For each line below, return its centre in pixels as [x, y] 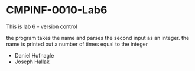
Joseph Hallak [32, 62]
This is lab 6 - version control [42, 26]
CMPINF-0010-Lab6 [57, 10]
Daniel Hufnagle [34, 55]
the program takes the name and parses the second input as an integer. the [98, 38]
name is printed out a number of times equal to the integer [77, 44]
